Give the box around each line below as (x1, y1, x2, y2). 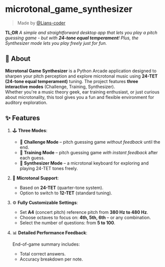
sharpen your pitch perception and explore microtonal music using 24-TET (5, 73, 158, 79)
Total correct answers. (19, 251, 66, 257)
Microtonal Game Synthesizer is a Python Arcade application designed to (5, 68, 157, 74)
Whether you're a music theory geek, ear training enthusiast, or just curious (5, 89, 160, 95)
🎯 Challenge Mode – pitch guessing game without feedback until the (19, 139, 161, 145)
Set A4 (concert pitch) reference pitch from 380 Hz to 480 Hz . (19, 209, 149, 215)
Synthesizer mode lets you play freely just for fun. (5, 40, 107, 46)
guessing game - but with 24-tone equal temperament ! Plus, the (5, 35, 139, 41)
